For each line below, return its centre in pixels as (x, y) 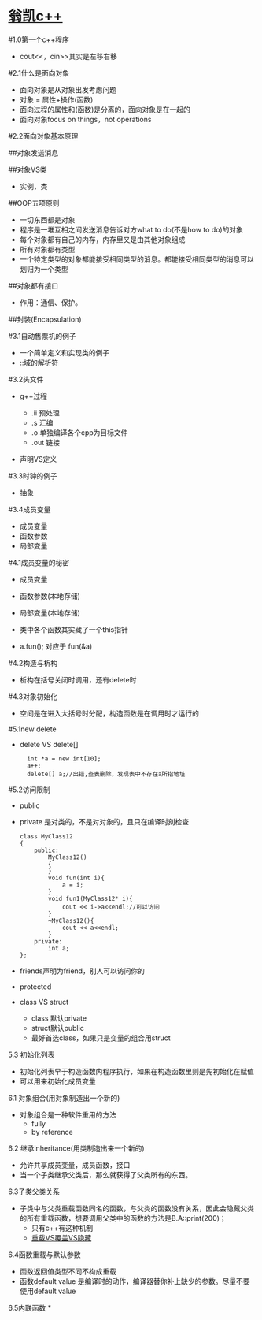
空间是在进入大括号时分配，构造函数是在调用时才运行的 (109, 713)
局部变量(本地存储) (50, 612)
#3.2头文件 (26, 379)
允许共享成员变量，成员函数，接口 (75, 1165)
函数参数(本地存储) (50, 596)
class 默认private (59, 1018)
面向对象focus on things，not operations (85, 119)
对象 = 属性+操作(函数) (56, 99)
